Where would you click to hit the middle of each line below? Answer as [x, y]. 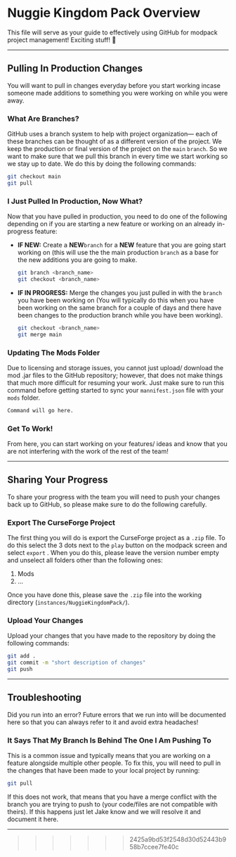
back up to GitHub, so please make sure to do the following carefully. [107, 504]
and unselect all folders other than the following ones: [85, 561]
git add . [22, 656]
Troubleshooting [45, 698]
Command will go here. [40, 410]
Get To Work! [30, 428]
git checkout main [34, 177]
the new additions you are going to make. [77, 260]
